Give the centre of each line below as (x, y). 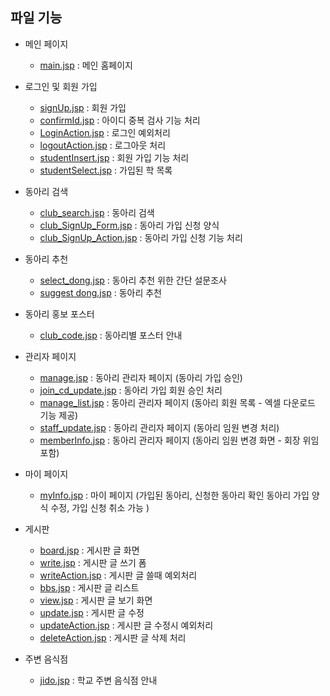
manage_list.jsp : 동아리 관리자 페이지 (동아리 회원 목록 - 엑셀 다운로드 (177, 402)
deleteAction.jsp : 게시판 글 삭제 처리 (113, 637)
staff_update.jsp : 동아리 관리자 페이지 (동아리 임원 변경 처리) (159, 427)
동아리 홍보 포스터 (59, 314)
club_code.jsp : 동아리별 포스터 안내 (111, 335)
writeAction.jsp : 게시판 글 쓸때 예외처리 (118, 575)
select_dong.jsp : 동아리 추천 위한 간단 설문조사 (133, 280)
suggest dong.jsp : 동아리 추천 (100, 292)
